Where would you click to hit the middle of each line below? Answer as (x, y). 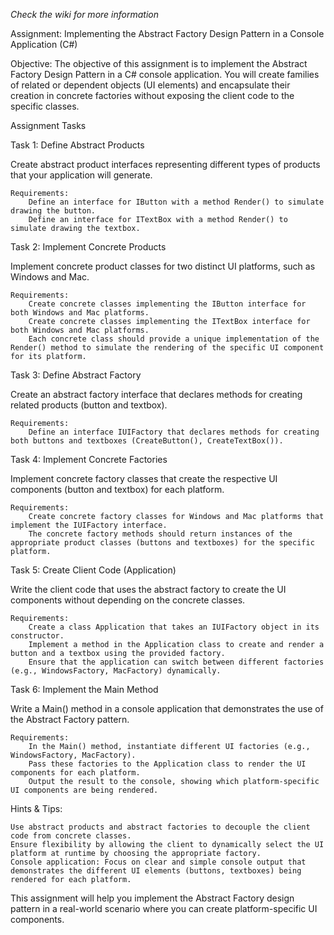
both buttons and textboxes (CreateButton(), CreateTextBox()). (147, 441)
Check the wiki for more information (84, 14)
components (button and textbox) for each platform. (117, 489)
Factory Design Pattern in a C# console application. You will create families (165, 74)
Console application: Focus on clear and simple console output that (158, 862)
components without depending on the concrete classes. (128, 600)
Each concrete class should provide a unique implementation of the (174, 339)
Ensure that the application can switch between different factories (176, 662)
